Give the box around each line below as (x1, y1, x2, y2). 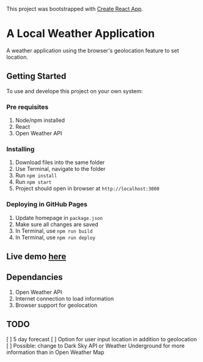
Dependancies (6, 272, 63, 282)
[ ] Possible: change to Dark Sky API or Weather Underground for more (6, 342, 185, 349)
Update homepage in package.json (15, 214, 103, 221)
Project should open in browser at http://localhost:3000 (15, 185, 160, 192)
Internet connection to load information (15, 295, 114, 302)
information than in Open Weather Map (6, 349, 105, 356)
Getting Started (6, 71, 67, 81)
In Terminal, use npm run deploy (15, 233, 96, 241)
